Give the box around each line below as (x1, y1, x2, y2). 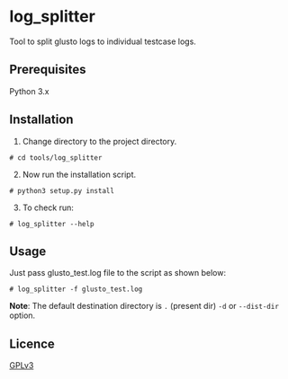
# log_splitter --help (9, 219, 94, 228)
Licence (9, 336, 56, 351)
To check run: (22, 202, 74, 213)
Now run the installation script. (22, 169, 137, 180)
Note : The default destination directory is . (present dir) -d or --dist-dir (9, 301, 279, 312)
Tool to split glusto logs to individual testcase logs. (9, 36, 196, 47)
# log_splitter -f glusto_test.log (9, 285, 143, 294)
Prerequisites (9, 62, 86, 77)
